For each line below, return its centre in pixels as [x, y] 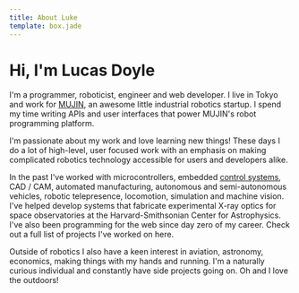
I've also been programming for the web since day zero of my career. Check [150, 225]
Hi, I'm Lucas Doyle [82, 70]
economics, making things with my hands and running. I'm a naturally [137, 262]
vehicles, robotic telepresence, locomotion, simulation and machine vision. [147, 196]
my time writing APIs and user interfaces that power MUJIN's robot [133, 114]
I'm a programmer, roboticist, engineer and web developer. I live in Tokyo [144, 95]
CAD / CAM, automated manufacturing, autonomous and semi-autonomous [148, 187]
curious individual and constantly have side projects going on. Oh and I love [149, 271]
